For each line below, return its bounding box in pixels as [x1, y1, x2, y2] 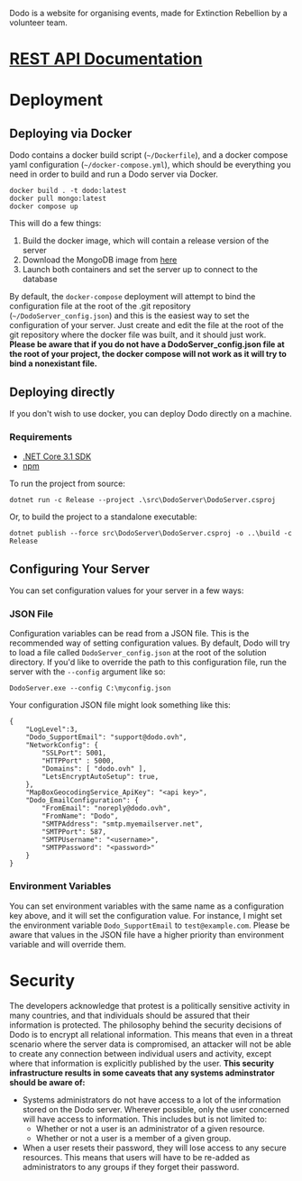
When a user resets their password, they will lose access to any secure [22, 1142, 287, 1153]
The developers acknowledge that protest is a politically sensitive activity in [9, 1000, 290, 1011]
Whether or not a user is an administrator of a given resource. [35, 1122, 266, 1134]
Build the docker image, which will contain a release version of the [22, 235, 270, 246]
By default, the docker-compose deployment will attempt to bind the [9, 291, 256, 302]
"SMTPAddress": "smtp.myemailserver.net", [41, 819, 204, 829]
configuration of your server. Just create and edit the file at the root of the [9, 320, 284, 331]
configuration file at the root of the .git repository [9, 301, 191, 312]
